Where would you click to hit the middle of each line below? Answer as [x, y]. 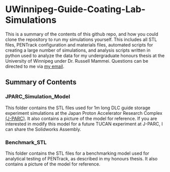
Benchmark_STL [26, 142]
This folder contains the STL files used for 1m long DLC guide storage [78, 108]
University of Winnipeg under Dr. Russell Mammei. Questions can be [77, 61]
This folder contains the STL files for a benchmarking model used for [77, 153]
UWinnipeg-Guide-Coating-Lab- [75, 9]
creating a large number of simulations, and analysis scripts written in [78, 50]
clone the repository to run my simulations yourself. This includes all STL [81, 39]
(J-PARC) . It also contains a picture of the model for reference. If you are [81, 118]
